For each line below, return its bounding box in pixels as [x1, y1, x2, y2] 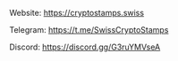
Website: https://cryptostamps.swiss [9, 8, 145, 18]
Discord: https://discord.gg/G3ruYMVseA [9, 42, 161, 52]
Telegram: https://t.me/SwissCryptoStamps [9, 25, 169, 34]
